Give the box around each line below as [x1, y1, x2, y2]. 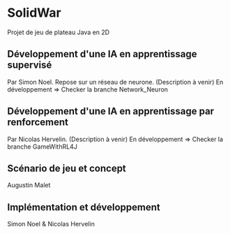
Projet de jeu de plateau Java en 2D [7, 28, 110, 36]
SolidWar [7, 5, 61, 21]
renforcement [7, 117, 68, 129]
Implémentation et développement [7, 201, 160, 213]
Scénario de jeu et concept [7, 162, 127, 174]
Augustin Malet [7, 181, 51, 189]
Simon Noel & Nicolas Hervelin [7, 220, 95, 228]
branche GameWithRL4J [7, 142, 78, 151]
